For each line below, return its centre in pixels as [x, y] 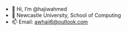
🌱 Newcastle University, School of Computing [66, 15]
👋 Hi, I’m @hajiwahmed [39, 9]
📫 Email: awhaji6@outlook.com [50, 22]
